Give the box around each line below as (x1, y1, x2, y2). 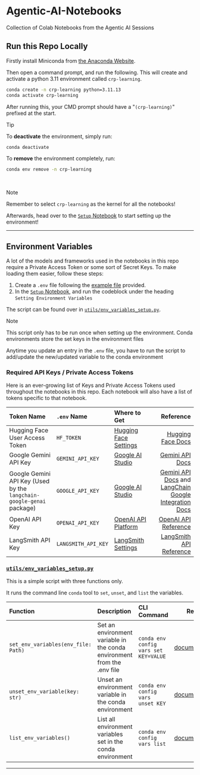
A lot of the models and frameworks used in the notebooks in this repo (6, 257, 179, 264)
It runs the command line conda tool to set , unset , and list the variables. (6, 589, 183, 596)
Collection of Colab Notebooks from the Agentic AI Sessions (6, 24, 155, 31)
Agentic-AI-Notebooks (6, 4, 122, 18)
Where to (114, 408, 141, 417)
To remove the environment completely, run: (6, 155, 115, 162)
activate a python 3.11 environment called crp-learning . (6, 75, 142, 82)
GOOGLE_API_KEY (56, 487, 99, 495)
